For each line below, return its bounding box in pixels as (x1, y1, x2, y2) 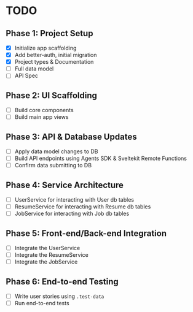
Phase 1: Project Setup (6, 28, 93, 39)
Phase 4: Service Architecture (6, 180, 124, 190)
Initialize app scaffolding (14, 44, 77, 51)
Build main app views (14, 113, 69, 121)
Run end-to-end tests (14, 300, 69, 307)
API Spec (14, 72, 38, 80)
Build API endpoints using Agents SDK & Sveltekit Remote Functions (14, 154, 187, 162)
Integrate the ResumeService (14, 251, 89, 259)
